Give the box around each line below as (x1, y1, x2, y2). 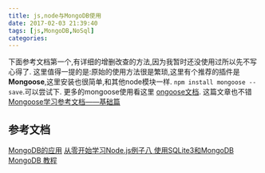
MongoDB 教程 (8, 155, 57, 165)
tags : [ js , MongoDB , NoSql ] (8, 26, 94, 34)
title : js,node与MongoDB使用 (8, 11, 102, 20)
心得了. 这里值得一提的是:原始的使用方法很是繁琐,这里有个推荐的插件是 (8, 67, 241, 77)
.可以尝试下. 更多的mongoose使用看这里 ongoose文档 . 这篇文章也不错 (22, 87, 253, 97)
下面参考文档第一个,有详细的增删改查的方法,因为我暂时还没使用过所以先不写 (8, 57, 258, 66)
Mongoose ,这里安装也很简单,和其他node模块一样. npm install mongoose (8, 77, 246, 86)
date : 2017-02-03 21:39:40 (8, 19, 98, 27)
